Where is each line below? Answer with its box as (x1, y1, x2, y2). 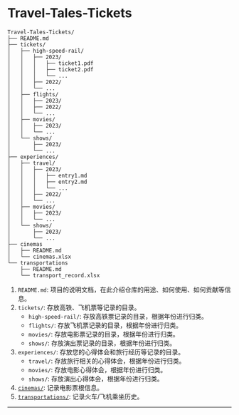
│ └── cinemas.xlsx (7, 253, 72, 260)
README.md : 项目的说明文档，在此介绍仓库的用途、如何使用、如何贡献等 (17, 285, 225, 294)
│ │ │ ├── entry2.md (7, 178, 87, 185)
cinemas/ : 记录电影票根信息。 (17, 383, 104, 391)
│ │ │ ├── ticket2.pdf (7, 66, 94, 73)
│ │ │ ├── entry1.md (7, 172, 87, 179)
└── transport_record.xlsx (20, 272, 100, 279)
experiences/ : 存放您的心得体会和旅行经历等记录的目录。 (17, 347, 185, 356)
